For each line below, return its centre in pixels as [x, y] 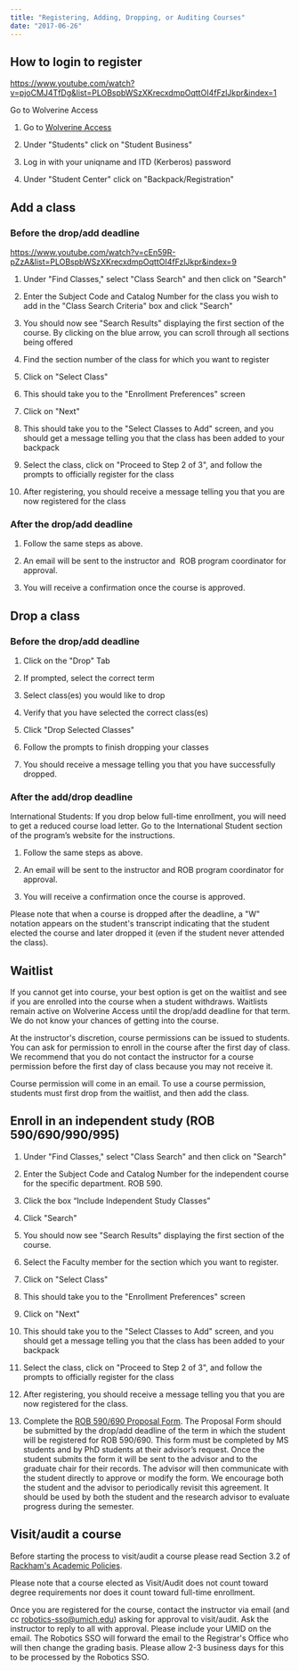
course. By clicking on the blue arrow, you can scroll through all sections [156, 333]
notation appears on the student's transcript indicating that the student [140, 924]
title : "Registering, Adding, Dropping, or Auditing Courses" [128, 17]
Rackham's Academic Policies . [66, 1565]
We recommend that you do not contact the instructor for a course [132, 1057]
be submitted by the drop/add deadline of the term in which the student [154, 1430]
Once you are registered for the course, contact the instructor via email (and [150, 1609]
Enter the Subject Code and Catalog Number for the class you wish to [150, 296]
